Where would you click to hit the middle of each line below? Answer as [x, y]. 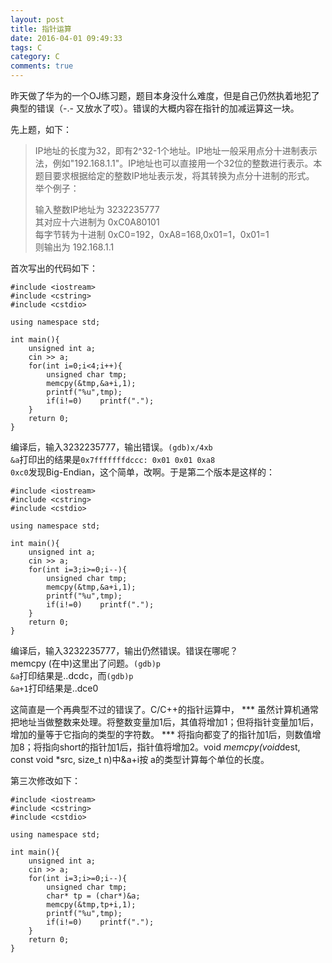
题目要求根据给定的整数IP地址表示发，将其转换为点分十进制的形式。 [174, 175]
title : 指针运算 [41, 29]
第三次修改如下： [45, 780]
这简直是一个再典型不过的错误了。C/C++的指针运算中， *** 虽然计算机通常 [164, 709]
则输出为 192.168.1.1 [74, 247]
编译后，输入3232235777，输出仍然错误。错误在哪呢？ [124, 650]
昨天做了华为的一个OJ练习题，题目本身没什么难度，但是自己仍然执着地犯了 [165, 95]
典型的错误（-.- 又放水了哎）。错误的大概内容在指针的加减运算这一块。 [155, 108]
